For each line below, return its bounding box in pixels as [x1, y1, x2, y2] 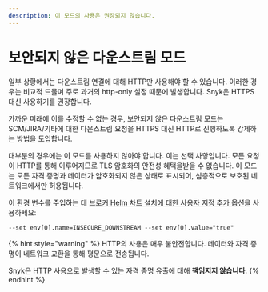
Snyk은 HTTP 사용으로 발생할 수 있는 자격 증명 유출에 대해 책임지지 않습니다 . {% [8, 266, 260, 275]
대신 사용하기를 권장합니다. [8, 97, 92, 106]
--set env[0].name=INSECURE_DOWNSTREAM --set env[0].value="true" [8, 223, 234, 232]
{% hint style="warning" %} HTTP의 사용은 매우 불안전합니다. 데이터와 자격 [8, 238, 250, 248]
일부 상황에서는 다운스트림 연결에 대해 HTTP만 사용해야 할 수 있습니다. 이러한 [8, 77, 250, 86]
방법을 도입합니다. [16, 134, 73, 143]
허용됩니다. [49, 181, 84, 190]
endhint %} [8, 274, 46, 284]
